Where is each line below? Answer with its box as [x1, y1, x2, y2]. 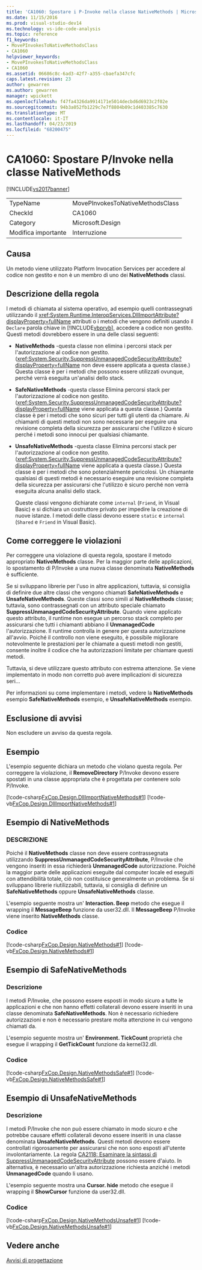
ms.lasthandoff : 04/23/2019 [6, 121, 77, 127]
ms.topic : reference [6, 31, 58, 37]
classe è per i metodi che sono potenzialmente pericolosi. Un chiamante [14, 468, 194, 475]
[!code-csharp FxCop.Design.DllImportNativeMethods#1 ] [6, 794, 146, 801]
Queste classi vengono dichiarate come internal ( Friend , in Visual [14, 499, 180, 506]
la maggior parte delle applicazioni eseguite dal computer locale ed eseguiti [6, 868, 194, 875]
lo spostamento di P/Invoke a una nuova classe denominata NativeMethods [6, 565, 194, 572]
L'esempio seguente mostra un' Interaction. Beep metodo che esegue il [6, 900, 185, 907]
